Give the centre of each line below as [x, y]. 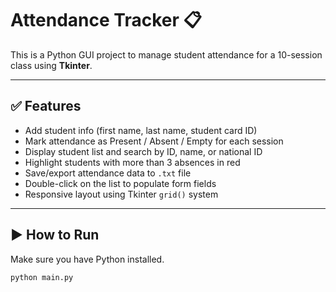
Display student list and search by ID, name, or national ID [143, 151]
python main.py [42, 277]
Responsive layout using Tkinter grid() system [121, 194]
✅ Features [46, 106]
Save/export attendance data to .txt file [108, 173]
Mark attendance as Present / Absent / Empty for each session [154, 141]
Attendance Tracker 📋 [106, 20]
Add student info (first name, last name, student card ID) [141, 130]
